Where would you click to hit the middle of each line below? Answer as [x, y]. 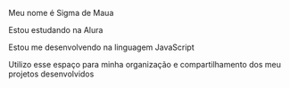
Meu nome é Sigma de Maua [61, 13]
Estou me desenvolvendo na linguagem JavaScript [101, 47]
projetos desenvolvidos [51, 74]
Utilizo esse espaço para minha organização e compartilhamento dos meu [145, 64]
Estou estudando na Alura [56, 30]
